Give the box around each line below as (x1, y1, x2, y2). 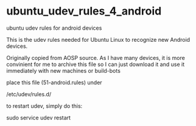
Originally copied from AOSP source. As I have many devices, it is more (6, 54, 186, 61)
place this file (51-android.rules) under (6, 79, 102, 86)
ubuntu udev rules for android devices (6, 24, 102, 31)
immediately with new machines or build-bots (6, 67, 121, 74)
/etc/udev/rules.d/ (6, 90, 52, 98)
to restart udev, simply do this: (6, 102, 83, 110)
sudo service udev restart (6, 114, 71, 121)
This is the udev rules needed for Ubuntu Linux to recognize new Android (6, 36, 191, 43)
